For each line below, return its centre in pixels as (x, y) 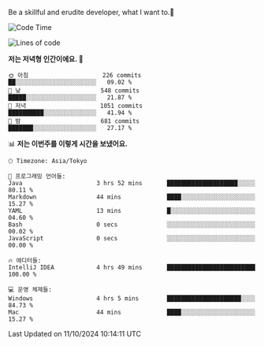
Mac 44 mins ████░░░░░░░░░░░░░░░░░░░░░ (132, 312)
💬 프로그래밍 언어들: (37, 177)
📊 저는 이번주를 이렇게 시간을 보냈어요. (68, 143)
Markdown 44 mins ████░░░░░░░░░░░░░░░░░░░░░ (132, 197)
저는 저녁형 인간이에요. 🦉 (46, 59)
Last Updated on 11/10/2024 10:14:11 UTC (75, 334)
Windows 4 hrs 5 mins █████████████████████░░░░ (132, 299)
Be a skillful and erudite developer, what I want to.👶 (91, 12)
